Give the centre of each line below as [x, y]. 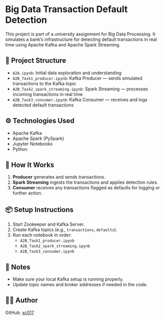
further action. [27, 193]
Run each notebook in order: [42, 235]
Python [20, 149]
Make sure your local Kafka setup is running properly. [68, 279]
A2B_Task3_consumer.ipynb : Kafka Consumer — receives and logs [80, 99]
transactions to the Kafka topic [44, 83]
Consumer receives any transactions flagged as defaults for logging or [86, 188]
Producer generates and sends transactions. [59, 177]
